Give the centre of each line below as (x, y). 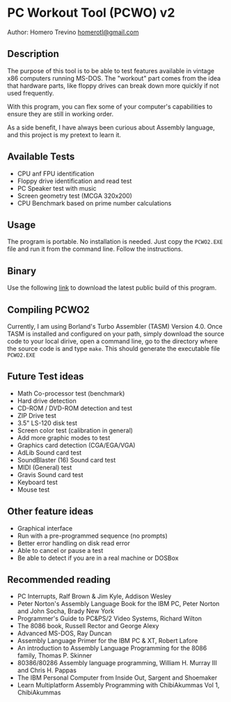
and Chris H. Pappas (47, 671)
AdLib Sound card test (49, 452)
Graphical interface (45, 528)
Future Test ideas (46, 376)
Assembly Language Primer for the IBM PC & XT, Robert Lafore (107, 641)
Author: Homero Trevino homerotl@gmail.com (73, 32)
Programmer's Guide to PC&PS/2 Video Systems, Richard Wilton (110, 618)
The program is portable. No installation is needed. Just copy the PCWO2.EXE (115, 242)
